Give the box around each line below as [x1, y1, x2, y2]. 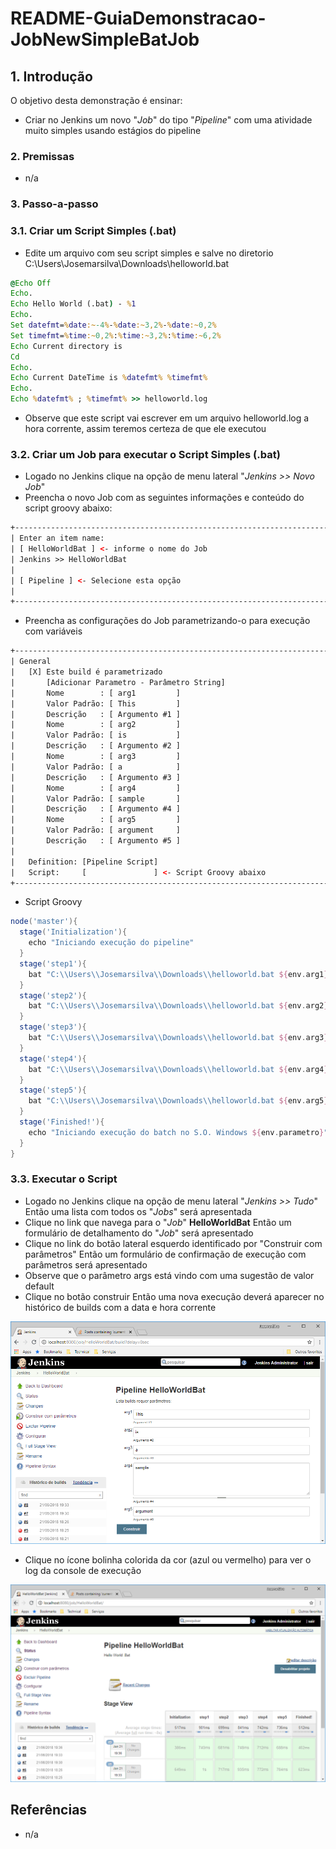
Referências [10, 1802, 88, 1819]
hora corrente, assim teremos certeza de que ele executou [24, 423, 267, 435]
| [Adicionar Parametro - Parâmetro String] [10, 677, 226, 687]
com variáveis [24, 625, 83, 637]
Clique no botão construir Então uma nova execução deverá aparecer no [24, 1290, 325, 1302]
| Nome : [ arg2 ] [10, 720, 182, 730]
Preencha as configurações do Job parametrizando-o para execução [24, 615, 311, 627]
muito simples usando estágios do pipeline [24, 125, 202, 136]
